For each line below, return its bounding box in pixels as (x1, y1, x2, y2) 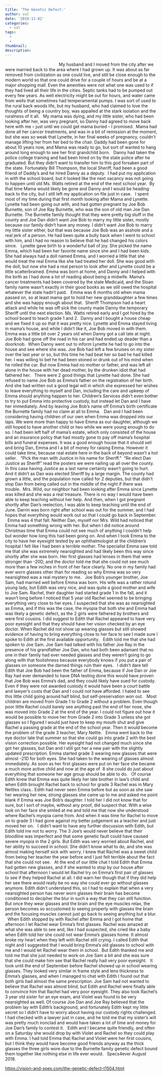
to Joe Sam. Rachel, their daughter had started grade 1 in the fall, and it (5, 589, 147, 595)
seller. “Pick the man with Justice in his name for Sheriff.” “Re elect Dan (5, 455, 151, 461)
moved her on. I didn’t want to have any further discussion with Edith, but (5, 822, 154, 829)
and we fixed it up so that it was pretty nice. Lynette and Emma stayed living (5, 320, 157, 326)
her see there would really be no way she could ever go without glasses (5, 880, 149, 885)
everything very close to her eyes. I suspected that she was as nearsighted (5, 600, 155, 606)
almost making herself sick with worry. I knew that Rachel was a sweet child (5, 849, 157, 855)
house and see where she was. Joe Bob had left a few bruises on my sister (5, 346, 155, 352)
